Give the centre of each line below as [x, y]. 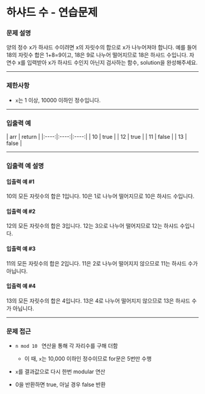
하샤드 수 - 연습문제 [52, 12]
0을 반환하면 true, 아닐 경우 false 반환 [60, 385]
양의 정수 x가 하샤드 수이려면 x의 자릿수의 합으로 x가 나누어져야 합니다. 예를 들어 [102, 47]
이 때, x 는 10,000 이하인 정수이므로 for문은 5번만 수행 [88, 359]
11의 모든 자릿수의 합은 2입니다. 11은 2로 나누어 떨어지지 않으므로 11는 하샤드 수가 [102, 263]
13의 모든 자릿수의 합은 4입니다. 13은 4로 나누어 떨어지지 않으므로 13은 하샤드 [98, 301]
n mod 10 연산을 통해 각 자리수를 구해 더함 [67, 346]
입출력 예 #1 [20, 181]
